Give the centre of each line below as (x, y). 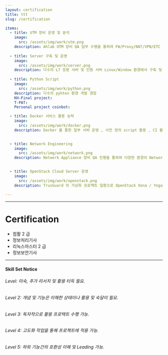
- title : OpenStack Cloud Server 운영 (49, 171)
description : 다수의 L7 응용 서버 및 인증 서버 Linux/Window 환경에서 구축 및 (88, 70)
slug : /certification (28, 19)
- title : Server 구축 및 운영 (38, 56)
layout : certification (29, 10)
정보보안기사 (25, 252)
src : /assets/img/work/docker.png (54, 125)
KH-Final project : (33, 98)
